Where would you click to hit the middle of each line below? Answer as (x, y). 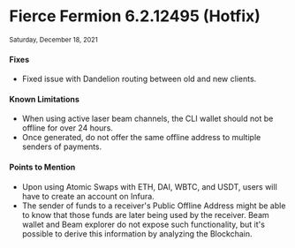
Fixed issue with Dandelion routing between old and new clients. (139, 79)
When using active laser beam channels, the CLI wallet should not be (147, 119)
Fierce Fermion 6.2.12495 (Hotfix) (135, 16)
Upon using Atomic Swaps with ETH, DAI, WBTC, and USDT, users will (150, 186)
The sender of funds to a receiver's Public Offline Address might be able (154, 206)
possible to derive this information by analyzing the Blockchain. (137, 233)
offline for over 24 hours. (67, 128)
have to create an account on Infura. (88, 196)
